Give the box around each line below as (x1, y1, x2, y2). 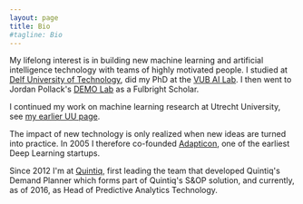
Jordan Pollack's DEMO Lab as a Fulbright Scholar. (9, 83, 200, 95)
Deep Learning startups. (9, 148, 101, 159)
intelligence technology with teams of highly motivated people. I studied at (9, 64, 288, 75)
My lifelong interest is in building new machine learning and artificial (9, 55, 264, 66)
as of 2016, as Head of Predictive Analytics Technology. (9, 185, 218, 196)
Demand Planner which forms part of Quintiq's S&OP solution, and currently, (9, 175, 295, 186)
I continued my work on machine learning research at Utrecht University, (9, 102, 281, 112)
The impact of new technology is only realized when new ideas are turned (9, 129, 287, 140)
